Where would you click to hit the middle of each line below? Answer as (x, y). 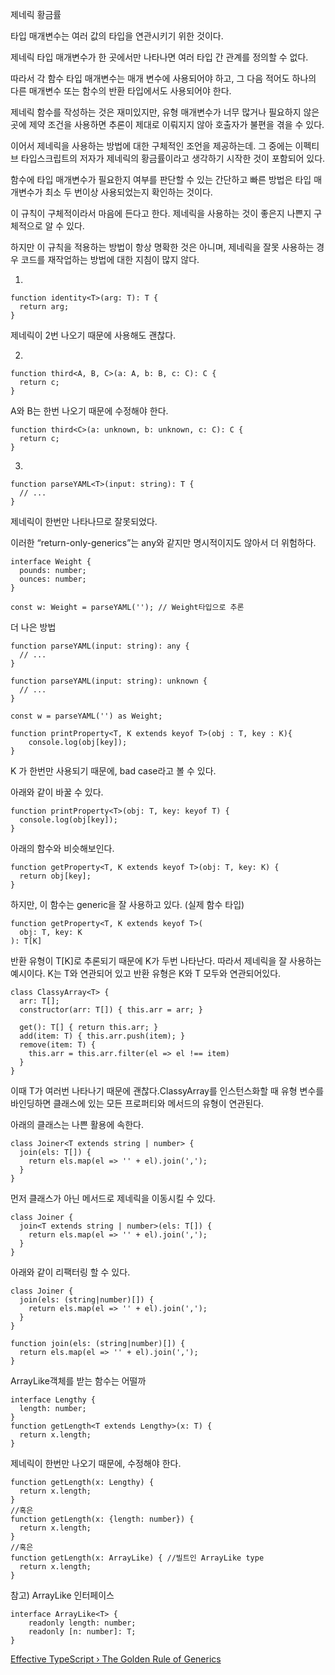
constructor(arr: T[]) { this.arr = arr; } (111, 1010)
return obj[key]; (55, 876)
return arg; (44, 307)
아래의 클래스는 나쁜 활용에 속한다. (77, 1124)
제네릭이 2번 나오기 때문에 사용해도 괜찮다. (93, 335)
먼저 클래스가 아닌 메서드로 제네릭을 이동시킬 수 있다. (113, 1198)
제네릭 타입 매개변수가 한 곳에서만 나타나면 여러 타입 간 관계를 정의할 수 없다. (159, 57)
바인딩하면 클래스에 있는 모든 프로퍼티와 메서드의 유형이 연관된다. (137, 1103)
